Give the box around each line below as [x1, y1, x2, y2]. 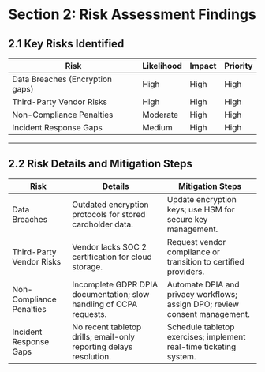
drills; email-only [72, 331, 136, 342]
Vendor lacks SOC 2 [72, 241, 147, 252]
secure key [166, 213, 208, 224]
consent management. [166, 308, 251, 319]
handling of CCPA [72, 299, 138, 310]
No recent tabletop [72, 321, 142, 333]
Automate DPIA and [166, 279, 240, 290]
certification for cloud [72, 251, 152, 262]
